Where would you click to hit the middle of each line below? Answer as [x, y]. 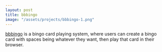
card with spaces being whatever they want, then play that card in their [80, 39]
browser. [15, 45]
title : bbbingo [21, 15]
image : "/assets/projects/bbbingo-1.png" [50, 19]
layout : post [19, 10]
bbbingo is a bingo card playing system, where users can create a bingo [81, 34]
